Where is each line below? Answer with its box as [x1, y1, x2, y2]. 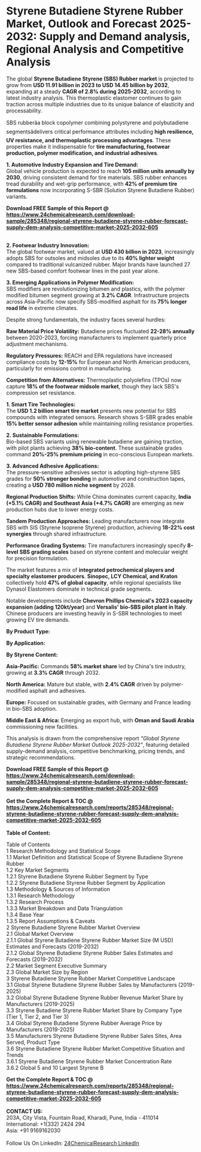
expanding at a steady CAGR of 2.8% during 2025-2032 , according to [6, 88, 181, 95]
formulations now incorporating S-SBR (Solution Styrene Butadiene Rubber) [6, 186, 195, 193]
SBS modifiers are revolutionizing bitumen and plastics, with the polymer [6, 285, 185, 292]
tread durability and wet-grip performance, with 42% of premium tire [6, 180, 178, 187]
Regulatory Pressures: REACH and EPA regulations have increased [6, 352, 172, 359]
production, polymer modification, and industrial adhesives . [6, 149, 159, 157]
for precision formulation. [6, 554, 69, 562]
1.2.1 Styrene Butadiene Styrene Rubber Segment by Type [6, 872, 148, 880]
